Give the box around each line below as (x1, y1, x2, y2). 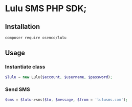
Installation (5, 22, 40, 31)
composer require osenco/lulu (5, 35, 67, 40)
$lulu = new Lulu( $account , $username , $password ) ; (5, 74, 112, 80)
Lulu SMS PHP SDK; (5, 3, 87, 14)
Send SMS (5, 86, 30, 93)
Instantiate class (5, 64, 45, 70)
